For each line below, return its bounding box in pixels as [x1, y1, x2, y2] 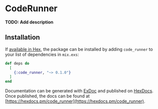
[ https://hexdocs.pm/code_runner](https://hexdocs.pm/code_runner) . [5, 98, 145, 104]
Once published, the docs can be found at [5, 93, 90, 99]
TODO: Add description [5, 19, 54, 25]
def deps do [5, 61, 29, 66]
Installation [5, 33, 40, 42]
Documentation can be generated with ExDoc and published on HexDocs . [5, 88, 154, 94]
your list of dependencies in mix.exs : [5, 51, 79, 57]
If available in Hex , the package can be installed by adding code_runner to [5, 46, 153, 52]
